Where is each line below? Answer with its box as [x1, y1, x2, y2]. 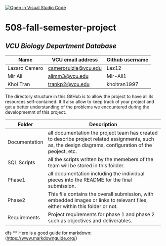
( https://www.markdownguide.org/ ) [5, 235, 78, 241]
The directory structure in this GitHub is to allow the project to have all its [5, 94, 154, 99]
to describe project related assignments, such [48, 136, 155, 142]
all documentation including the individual [48, 170, 145, 177]
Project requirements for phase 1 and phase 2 [48, 211, 155, 218]
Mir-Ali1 [106, 73, 127, 79]
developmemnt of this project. [5, 109, 67, 115]
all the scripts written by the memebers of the [48, 156, 154, 163]
